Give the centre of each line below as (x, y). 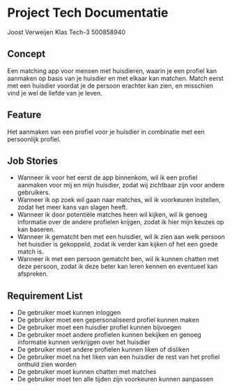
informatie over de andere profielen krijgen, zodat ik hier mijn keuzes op (121, 222)
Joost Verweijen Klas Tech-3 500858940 (67, 32)
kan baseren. (36, 229)
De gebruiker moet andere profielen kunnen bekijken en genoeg (109, 335)
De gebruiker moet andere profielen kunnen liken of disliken (103, 350)
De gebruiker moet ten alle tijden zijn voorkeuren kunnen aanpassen (115, 379)
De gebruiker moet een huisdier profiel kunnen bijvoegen (99, 327)
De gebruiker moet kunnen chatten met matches (87, 372)
